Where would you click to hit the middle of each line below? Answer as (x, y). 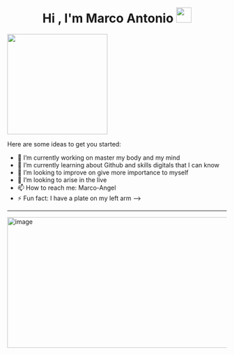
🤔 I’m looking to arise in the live (62, 180)
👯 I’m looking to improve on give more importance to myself (103, 172)
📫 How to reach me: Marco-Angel (67, 188)
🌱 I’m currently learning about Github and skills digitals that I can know (118, 165)
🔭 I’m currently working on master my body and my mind (99, 158)
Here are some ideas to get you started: (64, 144)
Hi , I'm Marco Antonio (108, 18)
